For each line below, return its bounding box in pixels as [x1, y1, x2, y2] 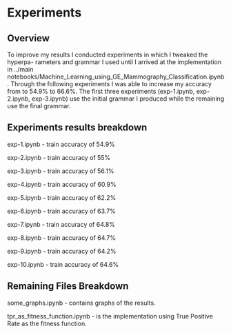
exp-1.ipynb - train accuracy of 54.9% [7, 140, 115, 148]
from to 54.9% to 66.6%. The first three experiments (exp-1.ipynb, [7, 88, 195, 95]
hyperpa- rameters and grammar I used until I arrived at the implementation [7, 58, 222, 66]
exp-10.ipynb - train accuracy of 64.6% [7, 260, 119, 268]
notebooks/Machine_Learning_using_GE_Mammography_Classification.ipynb [7, 72, 225, 81]
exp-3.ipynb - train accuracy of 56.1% [7, 167, 114, 175]
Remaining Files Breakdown [7, 281, 129, 292]
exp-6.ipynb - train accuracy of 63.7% [7, 207, 116, 215]
